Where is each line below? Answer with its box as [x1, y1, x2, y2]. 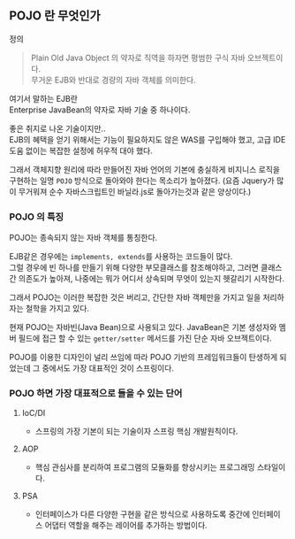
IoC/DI [21, 408, 46, 419]
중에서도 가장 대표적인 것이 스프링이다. [42, 363, 175, 373]
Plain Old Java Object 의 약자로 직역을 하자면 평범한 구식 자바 [30, 52, 246, 63]
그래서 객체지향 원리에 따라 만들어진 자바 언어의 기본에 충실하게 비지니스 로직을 [9, 164, 281, 174]
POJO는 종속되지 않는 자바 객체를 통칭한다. [9, 233, 158, 243]
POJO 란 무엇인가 [9, 8, 101, 24]
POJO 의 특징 [9, 211, 64, 223]
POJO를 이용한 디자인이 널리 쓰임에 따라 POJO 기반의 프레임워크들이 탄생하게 [9, 352, 278, 363]
